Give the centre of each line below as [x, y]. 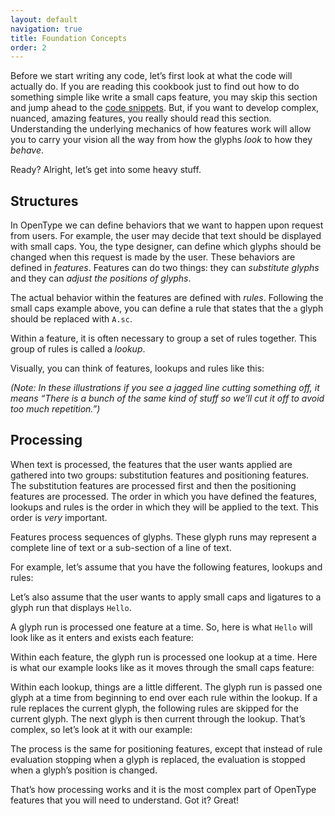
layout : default [44, 19]
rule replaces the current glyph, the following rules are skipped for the [154, 708]
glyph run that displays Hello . [71, 607]
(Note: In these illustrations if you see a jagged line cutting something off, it [165, 388]
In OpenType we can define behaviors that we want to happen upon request [167, 225]
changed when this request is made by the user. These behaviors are [153, 257]
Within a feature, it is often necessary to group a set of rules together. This [163, 338]
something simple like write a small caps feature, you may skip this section [164, 97]
